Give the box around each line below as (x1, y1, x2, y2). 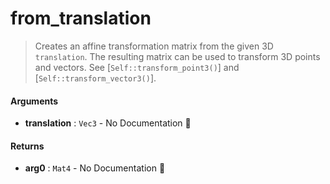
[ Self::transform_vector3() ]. (34, 72, 157, 84)
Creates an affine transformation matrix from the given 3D (34, 40, 274, 52)
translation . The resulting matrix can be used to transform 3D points (34, 50, 321, 62)
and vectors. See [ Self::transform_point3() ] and (34, 61, 240, 73)
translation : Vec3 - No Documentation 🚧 (24, 117, 192, 129)
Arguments (10, 95, 59, 107)
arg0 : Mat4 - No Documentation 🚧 (24, 162, 166, 174)
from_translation (10, 7, 152, 30)
